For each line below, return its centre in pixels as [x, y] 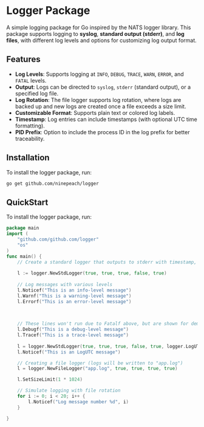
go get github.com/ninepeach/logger [53, 183]
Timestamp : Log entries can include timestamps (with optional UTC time [106, 119]
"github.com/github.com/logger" [58, 239]
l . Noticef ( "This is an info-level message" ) [74, 290]
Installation [28, 158]
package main [23, 228]
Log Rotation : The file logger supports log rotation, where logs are [98, 100]
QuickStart [27, 202]
